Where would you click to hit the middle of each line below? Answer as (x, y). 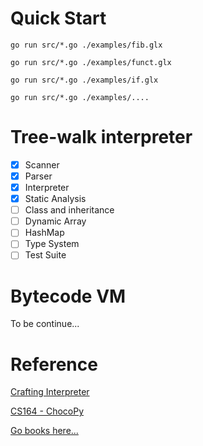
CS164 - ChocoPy (47, 411)
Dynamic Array (55, 221)
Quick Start (58, 18)
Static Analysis (55, 199)
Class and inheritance (69, 210)
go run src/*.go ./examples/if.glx (84, 80)
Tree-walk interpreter (101, 137)
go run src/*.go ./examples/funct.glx (91, 62)
